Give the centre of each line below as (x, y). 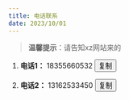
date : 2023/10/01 (37, 23)
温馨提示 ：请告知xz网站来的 (75, 47)
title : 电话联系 (33, 16)
